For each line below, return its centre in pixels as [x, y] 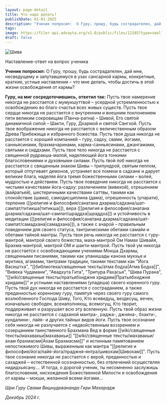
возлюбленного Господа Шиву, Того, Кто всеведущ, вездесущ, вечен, [80, 298]
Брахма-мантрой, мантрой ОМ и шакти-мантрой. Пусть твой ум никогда [83, 245]
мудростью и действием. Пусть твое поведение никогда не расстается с [83, 182]
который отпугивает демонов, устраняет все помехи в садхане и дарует [83, 171]
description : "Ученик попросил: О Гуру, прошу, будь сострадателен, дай [83, 24]
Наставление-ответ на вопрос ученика [47, 61]
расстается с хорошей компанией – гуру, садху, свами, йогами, [73, 139]
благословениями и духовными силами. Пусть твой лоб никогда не [77, 160]
